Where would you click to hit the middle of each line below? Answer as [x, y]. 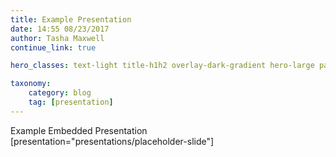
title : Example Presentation [71, 19]
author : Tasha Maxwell [57, 38]
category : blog [60, 93]
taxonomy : [31, 84]
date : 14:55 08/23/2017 [60, 29]
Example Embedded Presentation [79, 130]
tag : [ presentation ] [71, 102]
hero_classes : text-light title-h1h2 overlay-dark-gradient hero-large [162, 66]
